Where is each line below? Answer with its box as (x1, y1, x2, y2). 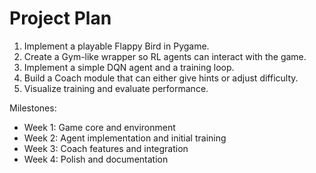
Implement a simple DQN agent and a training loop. (23, 61, 235, 73)
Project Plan (9, 7, 112, 30)
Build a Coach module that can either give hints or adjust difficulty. (23, 72, 299, 84)
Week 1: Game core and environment (23, 121, 176, 133)
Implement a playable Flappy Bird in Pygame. (23, 40, 210, 52)
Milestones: (9, 102, 57, 114)
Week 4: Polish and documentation (23, 153, 169, 165)
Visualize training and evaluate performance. (23, 82, 209, 94)
